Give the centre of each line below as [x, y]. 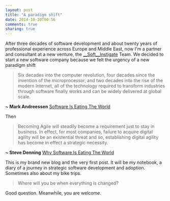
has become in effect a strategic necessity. [63, 143]
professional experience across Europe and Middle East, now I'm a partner [83, 49]
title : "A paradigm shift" [34, 15]
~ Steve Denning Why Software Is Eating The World [60, 153]
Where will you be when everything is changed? [68, 183]
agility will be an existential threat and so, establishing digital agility [88, 137]
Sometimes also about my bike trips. [43, 173]
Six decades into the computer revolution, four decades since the [86, 75]
